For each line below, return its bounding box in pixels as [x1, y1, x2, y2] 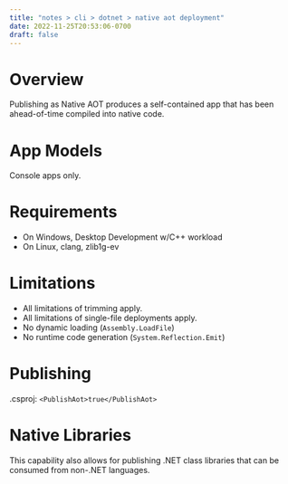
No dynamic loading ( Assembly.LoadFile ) [22, 322, 175, 333]
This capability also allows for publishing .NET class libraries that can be [9, 455, 279, 466]
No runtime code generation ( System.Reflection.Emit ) [22, 332, 226, 343]
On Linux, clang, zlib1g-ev [22, 242, 120, 252]
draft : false [9, 30, 59, 39]
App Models [9, 140, 102, 161]
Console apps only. [9, 170, 82, 181]
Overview [9, 69, 84, 90]
